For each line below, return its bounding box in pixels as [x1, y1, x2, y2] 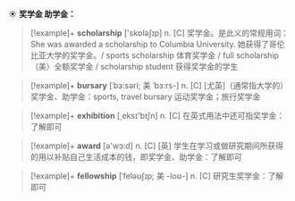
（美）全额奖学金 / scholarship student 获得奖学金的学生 [29, 62, 239, 71]
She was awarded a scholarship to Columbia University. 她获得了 [29, 39, 270, 49]
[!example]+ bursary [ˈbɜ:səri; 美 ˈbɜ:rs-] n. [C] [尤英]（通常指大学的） [29, 80, 289, 90]
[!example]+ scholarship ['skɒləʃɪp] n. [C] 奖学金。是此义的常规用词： [29, 28, 290, 38]
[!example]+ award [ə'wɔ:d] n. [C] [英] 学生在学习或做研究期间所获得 [29, 140, 283, 151]
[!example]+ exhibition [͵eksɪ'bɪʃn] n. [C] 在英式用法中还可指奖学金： [29, 111, 285, 121]
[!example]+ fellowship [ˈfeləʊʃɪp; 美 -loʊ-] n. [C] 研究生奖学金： [29, 171, 269, 181]
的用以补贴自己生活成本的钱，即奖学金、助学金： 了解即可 [29, 152, 242, 162]
